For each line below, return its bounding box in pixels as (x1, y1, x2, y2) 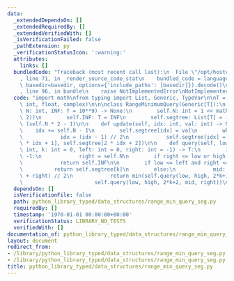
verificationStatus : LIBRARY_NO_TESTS (13, 218, 127, 225)
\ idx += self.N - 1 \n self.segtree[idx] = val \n (19, 127, 198, 134)
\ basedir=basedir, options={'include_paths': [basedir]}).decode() (19, 82, 223, 89)
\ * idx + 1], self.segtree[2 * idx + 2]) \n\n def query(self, (19, 140, 217, 147)
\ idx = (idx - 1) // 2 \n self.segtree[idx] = (19, 133, 226, 140)
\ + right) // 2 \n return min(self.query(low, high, (19, 172, 210, 179)
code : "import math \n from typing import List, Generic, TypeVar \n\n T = (13, 95, 226, 102)
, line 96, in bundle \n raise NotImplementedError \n (19, 88, 186, 95)
